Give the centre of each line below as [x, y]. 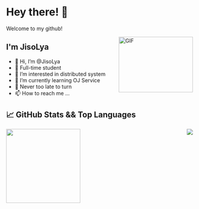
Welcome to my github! [34, 28]
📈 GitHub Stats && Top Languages [71, 115]
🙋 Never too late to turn [43, 86]
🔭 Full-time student [38, 67]
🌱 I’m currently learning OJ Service [57, 80]
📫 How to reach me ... [42, 93]
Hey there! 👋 [37, 12]
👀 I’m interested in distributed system [60, 74]
